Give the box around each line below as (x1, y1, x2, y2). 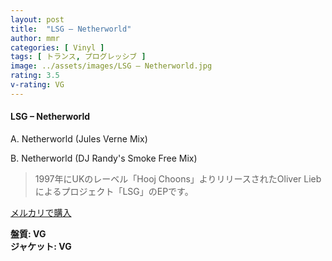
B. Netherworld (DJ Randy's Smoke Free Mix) (10, 152, 198, 164)
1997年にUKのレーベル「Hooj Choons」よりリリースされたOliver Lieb (34, 172, 322, 185)
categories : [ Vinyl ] (10, 42, 105, 53)
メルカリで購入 (10, 206, 72, 218)
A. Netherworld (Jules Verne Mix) (10, 132, 148, 145)
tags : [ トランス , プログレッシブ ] (10, 52, 147, 62)
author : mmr (10, 33, 60, 43)
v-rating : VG (10, 80, 65, 90)
